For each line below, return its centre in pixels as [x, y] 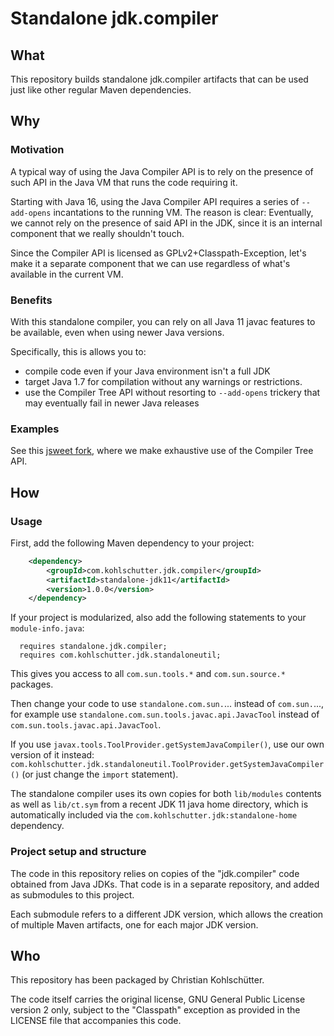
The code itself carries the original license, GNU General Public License [158, 999]
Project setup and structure [78, 852]
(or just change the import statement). [100, 774]
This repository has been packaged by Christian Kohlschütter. [137, 980]
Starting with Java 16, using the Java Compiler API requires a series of [155, 201]
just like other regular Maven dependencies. [101, 90]
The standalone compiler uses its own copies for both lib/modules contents [166, 794]
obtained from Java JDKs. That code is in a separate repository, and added [165, 884]
